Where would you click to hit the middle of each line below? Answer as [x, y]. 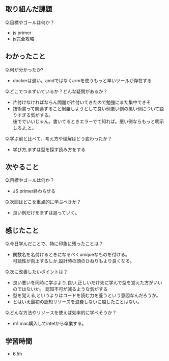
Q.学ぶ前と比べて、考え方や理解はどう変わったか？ [59, 138]
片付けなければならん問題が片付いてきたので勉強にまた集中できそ [82, 102]
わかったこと [25, 56]
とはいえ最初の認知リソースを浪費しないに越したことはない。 [77, 302]
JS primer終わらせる [34, 191]
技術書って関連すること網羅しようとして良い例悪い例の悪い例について [86, 108]
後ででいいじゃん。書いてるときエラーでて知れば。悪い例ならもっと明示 [88, 121]
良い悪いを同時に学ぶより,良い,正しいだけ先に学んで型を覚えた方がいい [87, 283]
